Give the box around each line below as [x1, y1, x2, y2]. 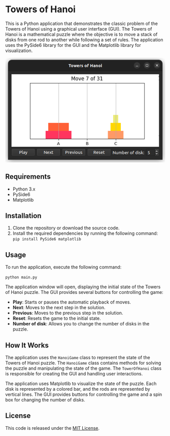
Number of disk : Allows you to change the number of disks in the [12, 321, 150, 327]
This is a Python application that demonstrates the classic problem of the [5, 20, 158, 26]
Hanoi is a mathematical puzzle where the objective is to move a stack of [5, 31, 158, 37]
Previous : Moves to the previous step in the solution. [12, 310, 123, 316]
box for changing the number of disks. [5, 397, 85, 403]
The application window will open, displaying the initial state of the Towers [5, 284, 161, 290]
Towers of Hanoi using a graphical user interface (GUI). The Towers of [5, 25, 152, 32]
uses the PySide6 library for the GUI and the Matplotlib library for [5, 42, 141, 48]
